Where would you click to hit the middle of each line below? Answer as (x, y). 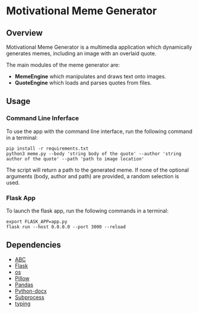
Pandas (24, 284)
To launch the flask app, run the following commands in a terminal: (87, 211)
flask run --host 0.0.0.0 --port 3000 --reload (66, 227)
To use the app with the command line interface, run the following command (99, 131)
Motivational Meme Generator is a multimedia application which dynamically (99, 47)
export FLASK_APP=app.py (37, 222)
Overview (25, 33)
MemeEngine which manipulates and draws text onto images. (90, 76)
